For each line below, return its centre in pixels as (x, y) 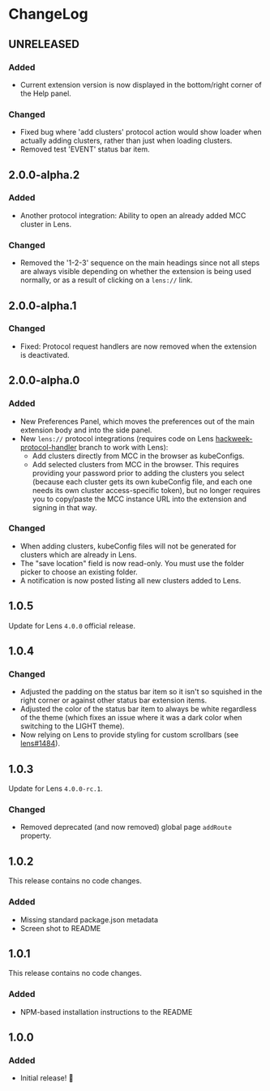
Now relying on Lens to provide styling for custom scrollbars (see (129, 735)
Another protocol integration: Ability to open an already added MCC (133, 215)
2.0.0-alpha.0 (44, 381)
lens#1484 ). (40, 744)
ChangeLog (48, 14)
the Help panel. (45, 93)
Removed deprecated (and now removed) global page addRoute (126, 827)
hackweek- (234, 438)
